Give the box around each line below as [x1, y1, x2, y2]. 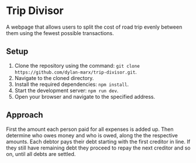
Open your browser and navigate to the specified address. [14, 93, 156, 100]
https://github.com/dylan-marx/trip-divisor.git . [14, 68, 137, 75]
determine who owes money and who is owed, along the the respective [6, 131, 178, 138]
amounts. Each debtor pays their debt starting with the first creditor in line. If [6, 138, 191, 145]
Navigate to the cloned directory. [14, 74, 94, 81]
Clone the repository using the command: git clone [14, 62, 140, 69]
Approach [6, 110, 43, 120]
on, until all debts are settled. [6, 150, 76, 157]
